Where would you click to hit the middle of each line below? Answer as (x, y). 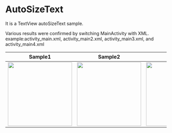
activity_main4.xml (25, 44)
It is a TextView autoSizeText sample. (44, 23)
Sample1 (40, 57)
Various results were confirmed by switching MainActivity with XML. (77, 33)
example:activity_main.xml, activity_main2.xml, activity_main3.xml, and (80, 39)
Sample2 (109, 57)
